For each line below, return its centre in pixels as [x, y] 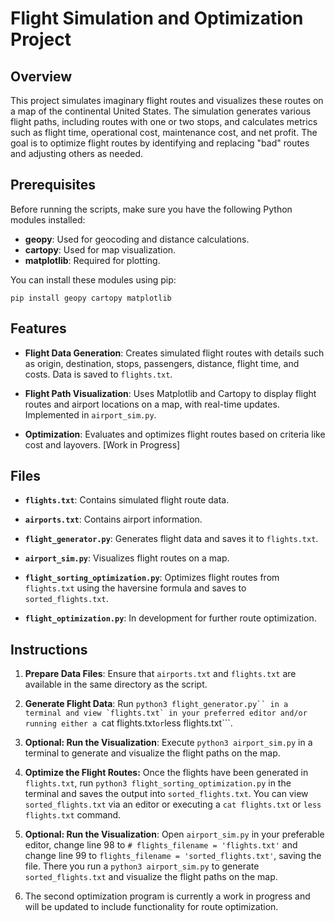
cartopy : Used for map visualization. [100, 249]
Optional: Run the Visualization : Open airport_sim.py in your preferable [174, 834]
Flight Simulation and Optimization [157, 18]
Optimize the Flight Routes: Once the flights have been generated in [166, 773]
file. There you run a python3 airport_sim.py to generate [142, 866]
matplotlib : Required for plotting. [92, 260]
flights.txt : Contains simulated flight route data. [127, 500]
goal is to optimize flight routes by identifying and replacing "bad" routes [160, 143]
